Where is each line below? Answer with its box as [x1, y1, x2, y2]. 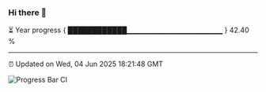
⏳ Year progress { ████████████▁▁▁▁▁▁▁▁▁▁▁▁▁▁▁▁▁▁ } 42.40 [8, 25, 249, 35]
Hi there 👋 [8, 7, 47, 18]
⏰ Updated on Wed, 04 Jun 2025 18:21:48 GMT [8, 59, 164, 69]
